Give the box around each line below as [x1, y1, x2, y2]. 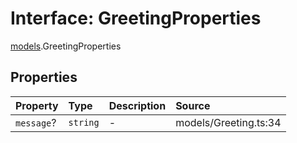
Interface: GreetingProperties [10, 7, 262, 30]
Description [108, 98, 167, 112]
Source [175, 98, 211, 112]
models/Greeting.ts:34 [175, 115, 282, 129]
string [68, 117, 100, 128]
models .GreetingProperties [10, 40, 122, 52]
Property [15, 98, 59, 112]
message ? [15, 115, 57, 129]
